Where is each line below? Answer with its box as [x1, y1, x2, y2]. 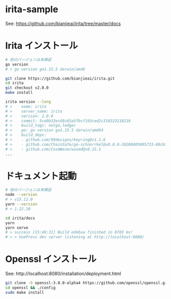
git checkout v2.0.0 [5, 85, 49, 90]
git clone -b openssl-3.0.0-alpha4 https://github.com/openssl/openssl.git [5, 281, 169, 286]
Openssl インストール [5, 254, 97, 265]
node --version [5, 192, 38, 197]
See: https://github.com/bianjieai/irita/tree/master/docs [5, 20, 121, 27]
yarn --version [5, 202, 38, 207]
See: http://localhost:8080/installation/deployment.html [5, 270, 121, 277]
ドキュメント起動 [5, 170, 77, 182]
